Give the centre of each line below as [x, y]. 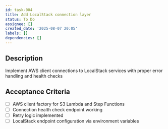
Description [24, 58]
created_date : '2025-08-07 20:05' [42, 29]
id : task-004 [19, 10]
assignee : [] [19, 24]
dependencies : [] [23, 38]
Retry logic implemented [38, 115]
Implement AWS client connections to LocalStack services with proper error [84, 71]
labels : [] [17, 33]
